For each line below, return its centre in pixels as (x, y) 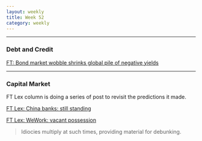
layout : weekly (25, 12)
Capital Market (28, 83)
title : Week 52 (25, 17)
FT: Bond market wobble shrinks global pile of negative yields (83, 62)
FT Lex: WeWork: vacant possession (51, 120)
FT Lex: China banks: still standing (49, 108)
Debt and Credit (30, 50)
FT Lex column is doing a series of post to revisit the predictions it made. (96, 97)
